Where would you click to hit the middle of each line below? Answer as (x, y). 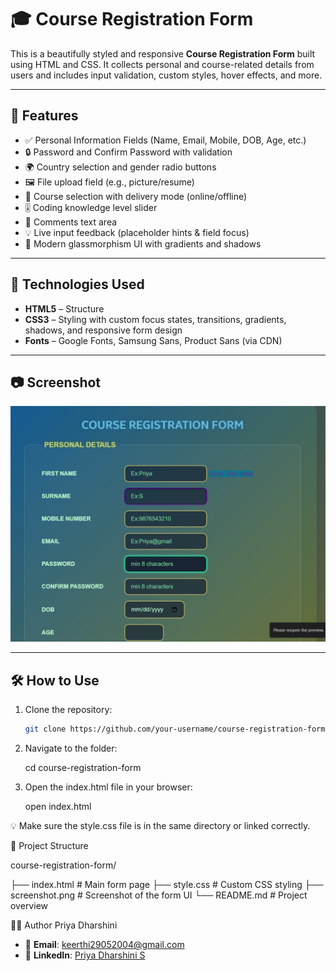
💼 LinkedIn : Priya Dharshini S (85, 955)
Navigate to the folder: (71, 748)
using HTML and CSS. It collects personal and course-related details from (162, 64)
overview (29, 906)
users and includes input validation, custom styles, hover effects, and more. (166, 75)
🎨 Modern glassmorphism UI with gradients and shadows (143, 243)
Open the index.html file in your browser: (108, 787)
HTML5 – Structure (64, 308)
